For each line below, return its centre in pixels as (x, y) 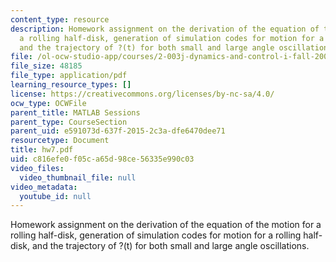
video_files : (37, 168)
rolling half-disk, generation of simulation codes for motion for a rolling (156, 235)
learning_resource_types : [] (71, 85)
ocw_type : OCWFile (48, 103)
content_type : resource (60, 19)
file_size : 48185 (46, 66)
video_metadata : (44, 187)
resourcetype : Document (60, 141)
